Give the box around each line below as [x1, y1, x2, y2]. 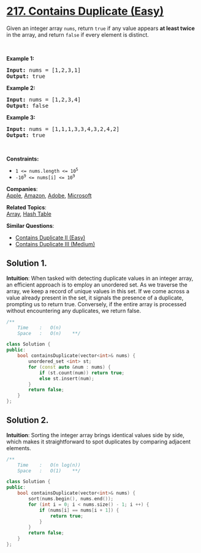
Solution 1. [6, 258, 47, 269]
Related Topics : [6, 203, 47, 211]
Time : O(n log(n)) [17, 462, 81, 468]
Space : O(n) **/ [17, 330, 81, 336]
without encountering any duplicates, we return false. [6, 307, 142, 314]
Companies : [6, 185, 38, 192]
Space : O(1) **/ [17, 467, 81, 474]
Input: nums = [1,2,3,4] [6, 96, 81, 103]
